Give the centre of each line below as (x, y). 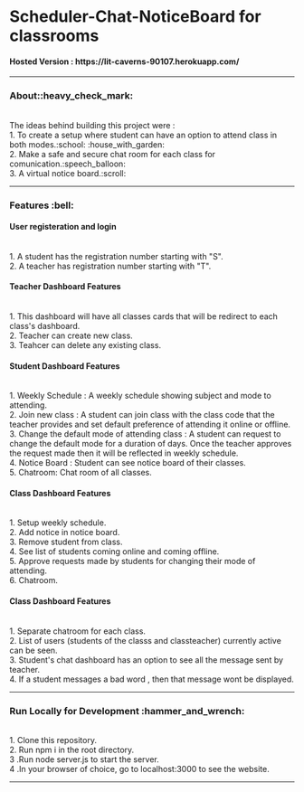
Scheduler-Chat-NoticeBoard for (135, 17)
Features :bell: (42, 205)
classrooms (54, 36)
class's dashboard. (45, 326)
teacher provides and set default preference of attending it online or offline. (150, 424)
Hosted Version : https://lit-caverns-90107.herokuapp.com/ (124, 61)
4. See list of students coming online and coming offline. (114, 552)
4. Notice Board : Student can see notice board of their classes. (128, 463)
